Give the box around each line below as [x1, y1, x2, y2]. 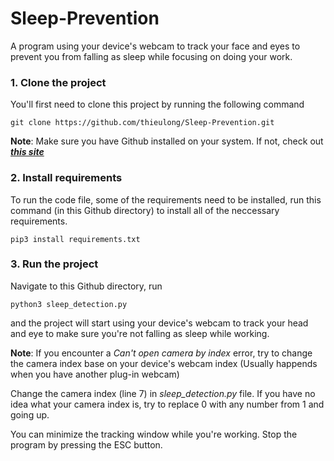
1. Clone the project [10, 75, 107, 89]
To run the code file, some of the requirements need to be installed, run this [10, 193, 322, 206]
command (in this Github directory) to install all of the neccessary [10, 204, 280, 216]
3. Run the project [10, 257, 99, 271]
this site [10, 146, 45, 158]
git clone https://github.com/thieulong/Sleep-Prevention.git [10, 118, 275, 128]
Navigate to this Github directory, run [10, 280, 163, 292]
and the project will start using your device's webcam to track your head [10, 317, 309, 329]
